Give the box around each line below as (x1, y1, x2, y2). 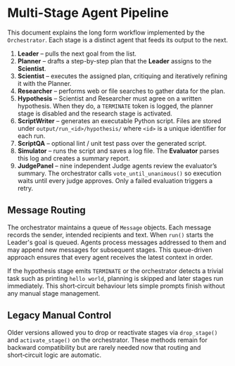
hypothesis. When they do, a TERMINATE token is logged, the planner (17, 101, 213, 110)
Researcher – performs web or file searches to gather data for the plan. (17, 87, 226, 95)
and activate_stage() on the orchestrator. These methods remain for (7, 336, 208, 344)
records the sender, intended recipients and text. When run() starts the (7, 230, 214, 239)
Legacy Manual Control (7, 310, 111, 322)
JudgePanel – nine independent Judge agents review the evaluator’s (17, 161, 217, 170)
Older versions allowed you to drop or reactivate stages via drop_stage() (7, 328, 218, 336)
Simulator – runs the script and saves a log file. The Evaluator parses (17, 146, 220, 155)
